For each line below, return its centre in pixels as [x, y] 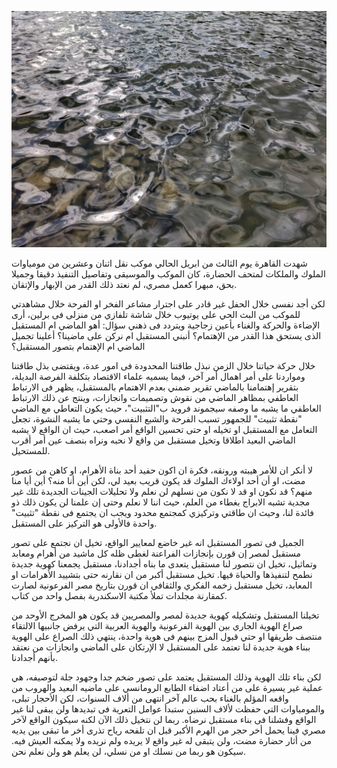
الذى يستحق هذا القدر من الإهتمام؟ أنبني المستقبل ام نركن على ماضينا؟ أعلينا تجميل [166, 335]
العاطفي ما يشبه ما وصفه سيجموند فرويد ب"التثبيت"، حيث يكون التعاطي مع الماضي [166, 408]
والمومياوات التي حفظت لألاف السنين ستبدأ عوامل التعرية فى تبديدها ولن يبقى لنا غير [168, 709]
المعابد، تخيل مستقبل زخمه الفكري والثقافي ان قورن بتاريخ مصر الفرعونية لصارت [162, 585]
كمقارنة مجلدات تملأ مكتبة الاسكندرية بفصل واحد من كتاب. [119, 595]
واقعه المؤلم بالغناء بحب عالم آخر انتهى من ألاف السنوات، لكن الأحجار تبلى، [150, 698]
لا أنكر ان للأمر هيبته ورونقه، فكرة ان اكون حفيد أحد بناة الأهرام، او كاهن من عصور [162, 470]
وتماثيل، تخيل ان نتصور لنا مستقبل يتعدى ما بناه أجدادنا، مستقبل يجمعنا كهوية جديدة [164, 564]
